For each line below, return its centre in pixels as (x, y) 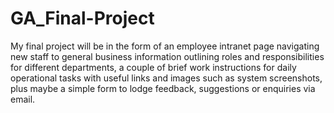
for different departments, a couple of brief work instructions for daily (153, 67)
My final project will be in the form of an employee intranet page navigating (165, 46)
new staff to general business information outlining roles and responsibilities (167, 56)
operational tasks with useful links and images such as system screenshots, (166, 78)
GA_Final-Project (82, 18)
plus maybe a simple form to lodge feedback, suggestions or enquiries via (163, 88)
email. (23, 99)
